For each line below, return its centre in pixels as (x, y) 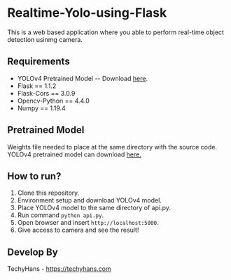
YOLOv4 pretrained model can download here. (74, 154)
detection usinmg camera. (45, 39)
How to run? (34, 176)
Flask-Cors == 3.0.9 (46, 93)
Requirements (38, 62)
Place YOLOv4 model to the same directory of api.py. (94, 208)
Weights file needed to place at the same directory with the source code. (112, 147)
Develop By (33, 252)
